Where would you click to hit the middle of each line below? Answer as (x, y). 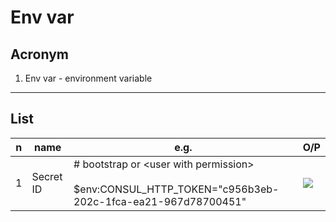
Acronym (39, 54)
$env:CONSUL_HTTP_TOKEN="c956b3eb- (176, 189)
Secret (47, 176)
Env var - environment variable (88, 78)
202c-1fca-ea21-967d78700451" (160, 201)
